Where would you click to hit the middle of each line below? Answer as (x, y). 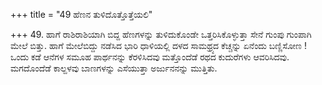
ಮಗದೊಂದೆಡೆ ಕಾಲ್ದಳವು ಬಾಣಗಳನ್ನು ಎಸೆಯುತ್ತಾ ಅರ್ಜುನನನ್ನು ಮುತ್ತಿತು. (114, 68)
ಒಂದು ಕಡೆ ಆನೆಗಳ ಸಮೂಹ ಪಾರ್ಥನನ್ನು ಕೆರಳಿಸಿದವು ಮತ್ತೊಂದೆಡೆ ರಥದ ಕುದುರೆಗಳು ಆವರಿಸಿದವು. (150, 57)
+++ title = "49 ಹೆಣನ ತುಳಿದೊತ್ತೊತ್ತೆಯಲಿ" (81, 14)
